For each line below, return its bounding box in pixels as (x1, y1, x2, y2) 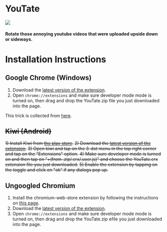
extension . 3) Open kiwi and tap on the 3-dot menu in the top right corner (5, 146, 156, 152)
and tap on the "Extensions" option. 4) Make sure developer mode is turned (5, 151, 161, 157)
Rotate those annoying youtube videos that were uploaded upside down (5, 31, 158, 37)
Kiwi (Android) (5, 127, 51, 135)
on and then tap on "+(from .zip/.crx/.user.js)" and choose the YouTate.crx (5, 156, 158, 162)
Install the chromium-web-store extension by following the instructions (12, 195, 158, 201)
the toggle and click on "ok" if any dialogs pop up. (5, 167, 108, 173)
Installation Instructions (5, 54, 106, 65)
